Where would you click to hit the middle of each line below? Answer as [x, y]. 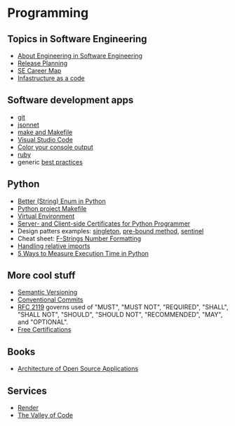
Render [28, 408]
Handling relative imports [54, 246]
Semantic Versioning [47, 292]
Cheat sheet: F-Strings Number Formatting [79, 238]
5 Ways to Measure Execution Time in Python [83, 253]
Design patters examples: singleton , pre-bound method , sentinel [110, 231]
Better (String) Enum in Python [62, 201]
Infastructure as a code [51, 78]
